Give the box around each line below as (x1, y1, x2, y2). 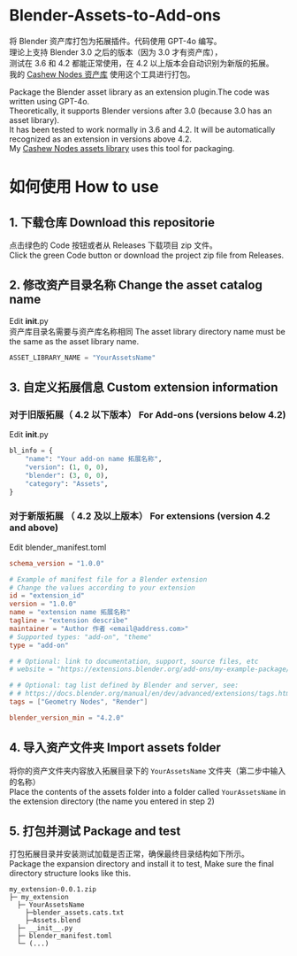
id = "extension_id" (9, 591, 86, 600)
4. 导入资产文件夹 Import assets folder (9, 740, 221, 755)
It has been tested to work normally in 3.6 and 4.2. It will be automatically (9, 124, 276, 135)
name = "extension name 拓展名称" (9, 608, 131, 617)
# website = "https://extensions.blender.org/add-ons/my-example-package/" (9, 665, 294, 674)
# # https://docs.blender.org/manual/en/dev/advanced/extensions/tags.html (9, 690, 294, 698)
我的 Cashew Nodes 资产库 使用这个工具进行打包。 (9, 68, 195, 80)
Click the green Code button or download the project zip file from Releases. (9, 250, 285, 260)
